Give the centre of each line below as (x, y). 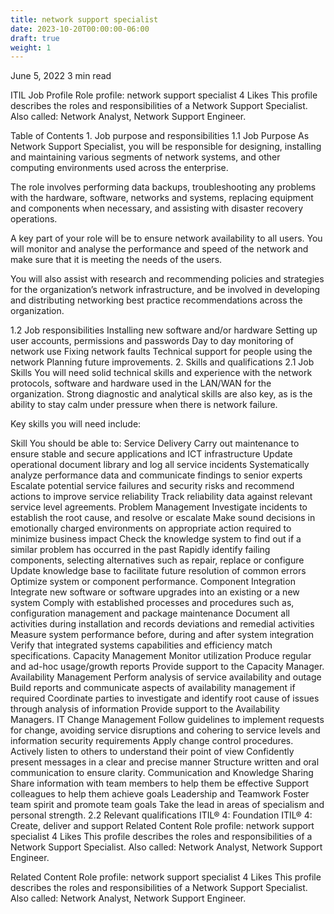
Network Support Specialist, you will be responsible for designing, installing (166, 147)
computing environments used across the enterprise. (119, 168)
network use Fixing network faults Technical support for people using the (161, 352)
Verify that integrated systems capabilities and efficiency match (141, 645)
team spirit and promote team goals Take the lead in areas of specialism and (167, 805)
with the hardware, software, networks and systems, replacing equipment (162, 198)
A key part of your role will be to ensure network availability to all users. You (166, 238)
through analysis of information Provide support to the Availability (145, 709)
